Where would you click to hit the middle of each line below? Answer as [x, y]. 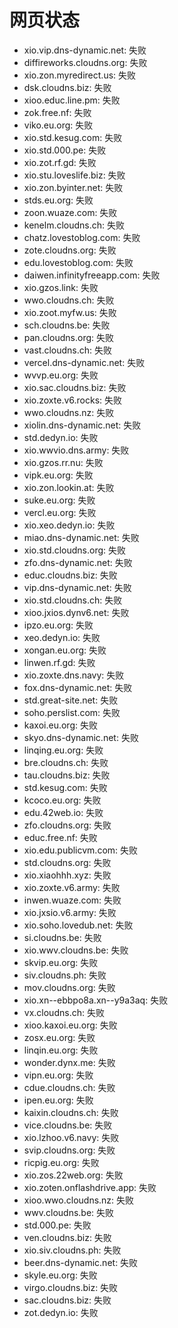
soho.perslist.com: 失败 [72, 712]
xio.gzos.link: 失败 [61, 287]
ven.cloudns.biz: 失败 [67, 1237]
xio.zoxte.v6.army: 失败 [72, 887]
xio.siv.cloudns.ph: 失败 [72, 1250]
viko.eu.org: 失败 [58, 125]
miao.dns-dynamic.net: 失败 [81, 537]
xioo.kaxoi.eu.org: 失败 [70, 1025]
